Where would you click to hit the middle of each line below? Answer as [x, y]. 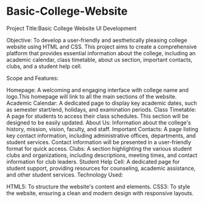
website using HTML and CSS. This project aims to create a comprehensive [102, 47]
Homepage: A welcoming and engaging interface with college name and [97, 90]
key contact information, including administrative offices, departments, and [101, 136]
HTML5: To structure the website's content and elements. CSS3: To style [98, 186]
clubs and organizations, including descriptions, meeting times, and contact [102, 155]
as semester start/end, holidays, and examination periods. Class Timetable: [101, 109]
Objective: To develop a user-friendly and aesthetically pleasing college [97, 40]
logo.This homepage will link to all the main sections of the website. [92, 96]
